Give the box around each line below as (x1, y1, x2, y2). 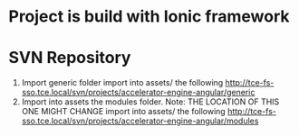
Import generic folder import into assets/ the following (21, 77, 224, 88)
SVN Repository (8, 48, 131, 68)
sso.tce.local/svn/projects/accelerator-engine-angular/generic (21, 87, 256, 98)
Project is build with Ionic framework (8, 6, 290, 27)
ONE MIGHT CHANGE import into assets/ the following (21, 106, 226, 117)
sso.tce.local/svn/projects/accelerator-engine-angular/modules (21, 115, 259, 127)
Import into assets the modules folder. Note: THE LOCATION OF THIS (21, 96, 280, 107)
